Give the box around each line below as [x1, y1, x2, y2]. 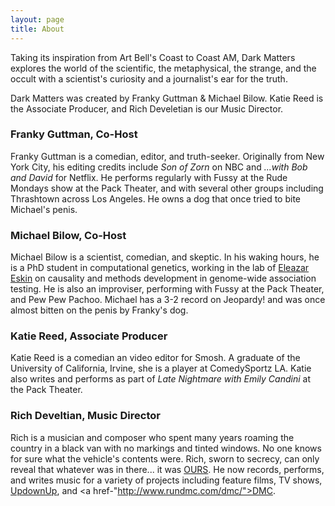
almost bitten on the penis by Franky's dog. [10, 304, 189, 316]
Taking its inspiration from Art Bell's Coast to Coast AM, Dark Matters [10, 51, 296, 63]
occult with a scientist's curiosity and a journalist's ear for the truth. [10, 72, 288, 85]
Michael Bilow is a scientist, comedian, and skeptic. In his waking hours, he [10, 251, 320, 263]
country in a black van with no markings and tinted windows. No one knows [10, 442, 322, 454]
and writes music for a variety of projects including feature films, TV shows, [10, 474, 323, 486]
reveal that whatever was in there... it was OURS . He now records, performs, [10, 463, 325, 475]
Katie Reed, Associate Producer [10, 329, 168, 343]
